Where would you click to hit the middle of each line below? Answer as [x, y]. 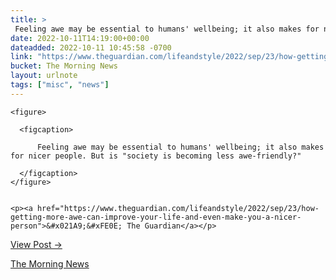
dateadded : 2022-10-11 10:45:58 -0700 [91, 47]
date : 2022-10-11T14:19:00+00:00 [80, 38]
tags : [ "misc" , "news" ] [60, 85]
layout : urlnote [44, 76]
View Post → [36, 244]
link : [21, 57]
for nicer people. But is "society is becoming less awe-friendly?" [156, 156]
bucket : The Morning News [64, 66]
